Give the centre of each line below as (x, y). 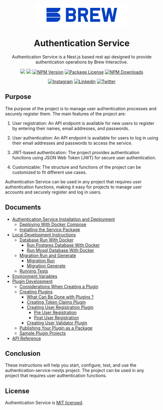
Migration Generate (46, 266)
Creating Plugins (36, 292)
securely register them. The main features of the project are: (66, 114)
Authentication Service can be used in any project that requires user (73, 181)
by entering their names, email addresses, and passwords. (71, 128)
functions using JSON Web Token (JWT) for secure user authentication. (84, 157)
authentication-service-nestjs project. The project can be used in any (75, 371)
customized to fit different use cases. (49, 172)
